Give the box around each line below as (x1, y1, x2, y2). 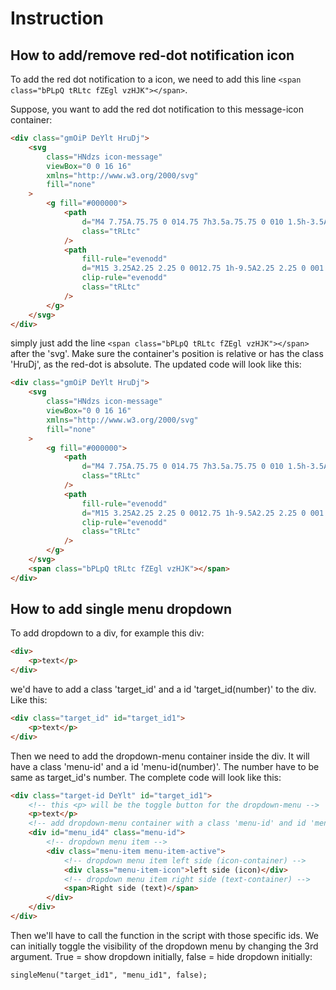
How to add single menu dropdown (10, 601, 232, 618)
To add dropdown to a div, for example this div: (10, 627, 205, 639)
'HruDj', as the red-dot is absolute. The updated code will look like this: (10, 358, 302, 371)
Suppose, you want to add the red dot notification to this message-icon (10, 103, 304, 115)
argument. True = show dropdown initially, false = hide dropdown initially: (10, 950, 313, 962)
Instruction (10, 7, 104, 30)
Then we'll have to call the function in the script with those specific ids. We (10, 929, 319, 941)
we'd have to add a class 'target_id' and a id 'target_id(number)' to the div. (10, 683, 317, 696)
